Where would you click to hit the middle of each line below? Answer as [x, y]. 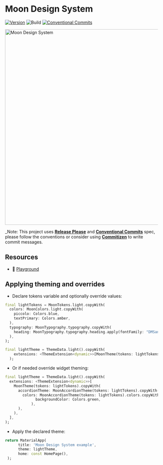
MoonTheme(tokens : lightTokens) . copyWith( [57, 386]
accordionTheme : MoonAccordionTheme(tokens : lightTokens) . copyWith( [89, 390]
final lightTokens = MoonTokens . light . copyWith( [55, 305]
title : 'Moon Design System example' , [57, 445]
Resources [22, 257]
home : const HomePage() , [43, 454]
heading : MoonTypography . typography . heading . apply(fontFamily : [79, 332]
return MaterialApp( [26, 440]
